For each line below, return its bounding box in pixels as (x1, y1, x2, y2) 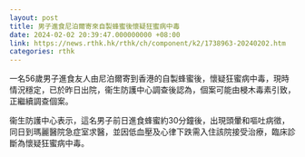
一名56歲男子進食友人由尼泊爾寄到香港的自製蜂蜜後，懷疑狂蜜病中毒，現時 (9, 74, 290, 84)
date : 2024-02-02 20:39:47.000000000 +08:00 (9, 30, 181, 39)
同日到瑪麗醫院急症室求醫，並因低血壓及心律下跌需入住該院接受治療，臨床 (9, 126, 288, 137)
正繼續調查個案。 (9, 96, 74, 107)
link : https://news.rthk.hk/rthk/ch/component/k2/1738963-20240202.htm (9, 38, 286, 48)
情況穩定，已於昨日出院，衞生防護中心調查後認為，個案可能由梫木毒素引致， (9, 84, 296, 95)
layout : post (9, 13, 59, 23)
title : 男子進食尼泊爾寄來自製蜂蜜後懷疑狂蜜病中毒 (9, 22, 180, 31)
